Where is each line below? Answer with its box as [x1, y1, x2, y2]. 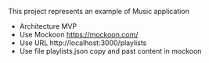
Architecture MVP [19, 22, 77, 30]
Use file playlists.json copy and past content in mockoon [19, 47, 202, 55]
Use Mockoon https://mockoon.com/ [19, 30, 139, 39]
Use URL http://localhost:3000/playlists [19, 38, 147, 47]
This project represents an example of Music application [8, 7, 189, 16]
